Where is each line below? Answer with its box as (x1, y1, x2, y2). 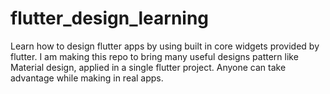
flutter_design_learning (10, 7, 210, 30)
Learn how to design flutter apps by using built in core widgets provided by (10, 40, 320, 52)
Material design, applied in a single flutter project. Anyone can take (10, 61, 287, 73)
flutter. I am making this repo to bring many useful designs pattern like (10, 50, 299, 62)
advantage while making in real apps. (10, 72, 164, 84)
